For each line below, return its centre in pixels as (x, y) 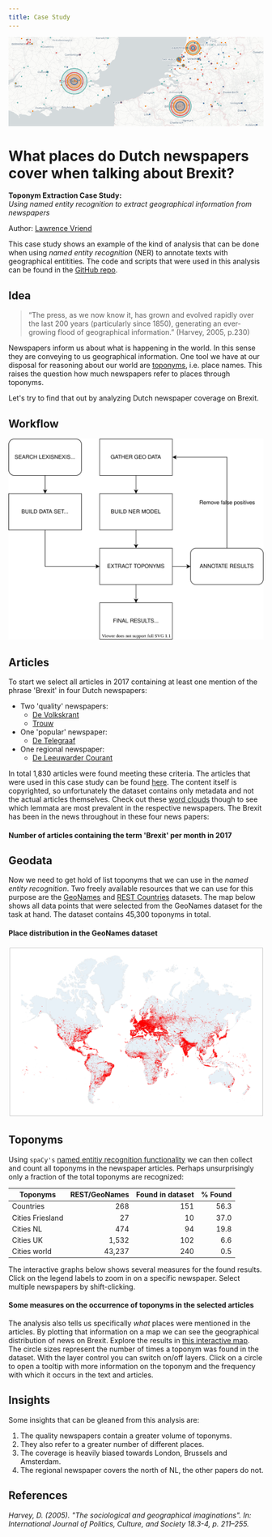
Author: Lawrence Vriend (50, 229)
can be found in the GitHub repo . (63, 270)
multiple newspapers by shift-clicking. (72, 1287)
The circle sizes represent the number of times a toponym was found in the (134, 1349)
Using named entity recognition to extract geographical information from (130, 204)
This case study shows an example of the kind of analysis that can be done (134, 244)
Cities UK (27, 1240)
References (38, 1496)
